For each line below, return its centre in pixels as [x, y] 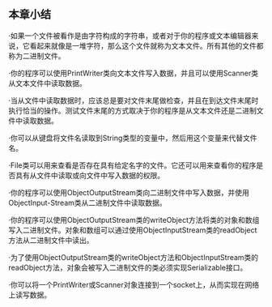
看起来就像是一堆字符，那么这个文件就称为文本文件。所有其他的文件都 [147, 45]
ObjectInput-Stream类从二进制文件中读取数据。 [88, 203]
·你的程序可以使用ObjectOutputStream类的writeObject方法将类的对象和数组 [134, 220]
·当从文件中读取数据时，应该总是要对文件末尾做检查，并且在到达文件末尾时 [134, 100]
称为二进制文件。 [37, 56]
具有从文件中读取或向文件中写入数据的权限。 [89, 175]
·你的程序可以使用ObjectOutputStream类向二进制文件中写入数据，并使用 [129, 192]
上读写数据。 [30, 295]
